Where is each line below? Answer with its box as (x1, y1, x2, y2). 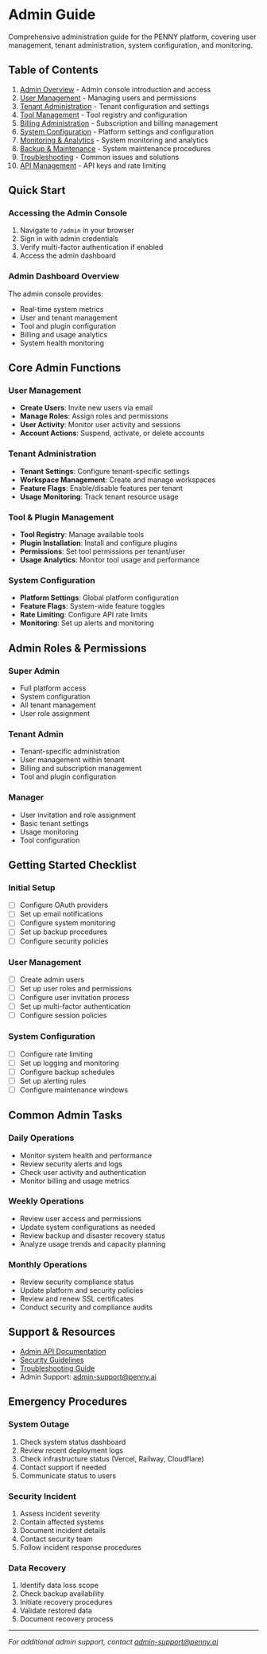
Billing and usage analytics (19, 329, 108, 339)
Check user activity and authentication (19, 1167, 147, 1177)
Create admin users (19, 975, 85, 984)
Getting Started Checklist (8, 858, 137, 872)
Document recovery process (19, 1614, 114, 1624)
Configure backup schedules (19, 1067, 115, 1076)
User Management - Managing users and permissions (19, 93, 197, 103)
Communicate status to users (19, 1470, 117, 1481)
